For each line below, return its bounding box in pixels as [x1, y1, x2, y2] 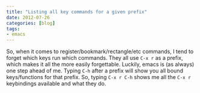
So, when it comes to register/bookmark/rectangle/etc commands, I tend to [6, 48, 194, 55]
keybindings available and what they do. [6, 80, 106, 88]
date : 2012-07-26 [6, 14, 50, 21]
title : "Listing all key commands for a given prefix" [6, 8, 147, 15]
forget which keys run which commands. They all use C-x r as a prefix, [6, 54, 183, 62]
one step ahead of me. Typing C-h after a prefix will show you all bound [6, 67, 183, 74]
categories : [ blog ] [6, 20, 56, 26]
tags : [6, 25, 20, 32]
